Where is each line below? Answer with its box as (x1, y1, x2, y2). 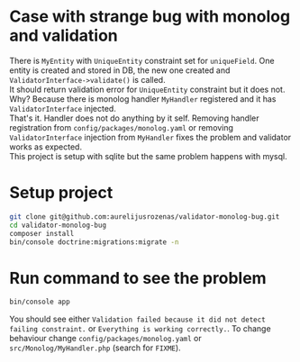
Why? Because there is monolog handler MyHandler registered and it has (9, 93, 277, 104)
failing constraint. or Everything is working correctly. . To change (9, 323, 272, 334)
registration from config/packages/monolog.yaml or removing (9, 122, 234, 132)
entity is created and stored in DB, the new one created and (9, 65, 231, 76)
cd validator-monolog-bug (9, 221, 106, 230)
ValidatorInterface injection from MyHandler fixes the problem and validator (9, 131, 292, 142)
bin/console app (9, 297, 70, 307)
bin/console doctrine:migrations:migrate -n (9, 237, 179, 247)
